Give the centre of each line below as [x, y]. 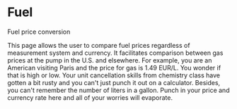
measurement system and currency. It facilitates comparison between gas [115, 53]
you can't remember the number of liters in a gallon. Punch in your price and [118, 90]
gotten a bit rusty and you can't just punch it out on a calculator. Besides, [114, 82]
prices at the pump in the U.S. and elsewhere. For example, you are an [110, 60]
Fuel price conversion [39, 32]
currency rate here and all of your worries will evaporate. [90, 97]
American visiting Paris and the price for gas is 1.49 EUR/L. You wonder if [114, 68]
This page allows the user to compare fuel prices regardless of [99, 45]
